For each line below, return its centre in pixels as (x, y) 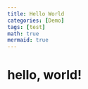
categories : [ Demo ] (36, 20)
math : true (23, 34)
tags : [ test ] (26, 27)
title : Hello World (36, 14)
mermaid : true (28, 40)
